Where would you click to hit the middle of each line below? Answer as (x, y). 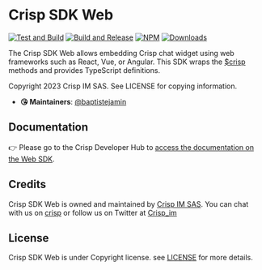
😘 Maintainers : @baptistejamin (73, 101)
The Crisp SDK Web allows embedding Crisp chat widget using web (121, 53)
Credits (27, 184)
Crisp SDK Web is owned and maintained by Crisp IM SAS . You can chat (129, 204)
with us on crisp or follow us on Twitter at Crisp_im (93, 212)
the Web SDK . (32, 159)
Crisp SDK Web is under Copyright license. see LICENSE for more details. (131, 258)
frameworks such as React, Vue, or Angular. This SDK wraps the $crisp (127, 62)
